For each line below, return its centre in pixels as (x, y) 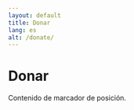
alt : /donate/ (31, 37)
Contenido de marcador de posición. (67, 98)
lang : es (22, 30)
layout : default (34, 15)
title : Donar (29, 23)
